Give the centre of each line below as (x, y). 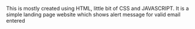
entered (16, 21)
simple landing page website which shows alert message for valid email (93, 14)
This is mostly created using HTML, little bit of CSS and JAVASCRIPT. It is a (97, 8)
